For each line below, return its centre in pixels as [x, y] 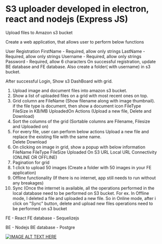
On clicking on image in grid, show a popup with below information [79, 147]
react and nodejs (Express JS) [67, 19]
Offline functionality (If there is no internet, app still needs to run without [84, 178]
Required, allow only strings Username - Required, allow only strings [74, 56]
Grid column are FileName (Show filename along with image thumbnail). [84, 100]
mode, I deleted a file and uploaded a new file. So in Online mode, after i [84, 198]
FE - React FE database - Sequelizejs [42, 218]
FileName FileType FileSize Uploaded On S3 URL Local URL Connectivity [85, 152]
